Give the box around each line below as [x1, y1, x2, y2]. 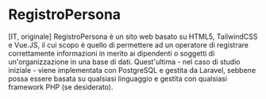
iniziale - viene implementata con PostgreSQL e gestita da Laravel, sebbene [8, 65, 256, 74]
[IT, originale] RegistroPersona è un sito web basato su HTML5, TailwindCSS [8, 32, 258, 41]
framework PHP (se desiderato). [8, 82, 114, 92]
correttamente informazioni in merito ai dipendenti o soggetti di [8, 48, 215, 58]
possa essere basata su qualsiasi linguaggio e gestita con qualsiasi [8, 74, 228, 83]
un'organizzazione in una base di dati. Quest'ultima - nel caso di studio [8, 57, 241, 67]
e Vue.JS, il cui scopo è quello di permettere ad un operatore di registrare [8, 40, 249, 49]
